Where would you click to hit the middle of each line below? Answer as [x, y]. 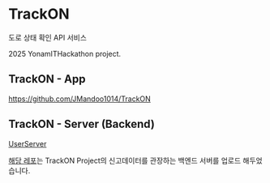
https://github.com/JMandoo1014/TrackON [80, 99]
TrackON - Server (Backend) [82, 124]
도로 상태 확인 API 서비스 [48, 37]
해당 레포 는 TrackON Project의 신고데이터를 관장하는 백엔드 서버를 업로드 [125, 160]
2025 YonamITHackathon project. [65, 53]
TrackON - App [47, 79]
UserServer [28, 143]
